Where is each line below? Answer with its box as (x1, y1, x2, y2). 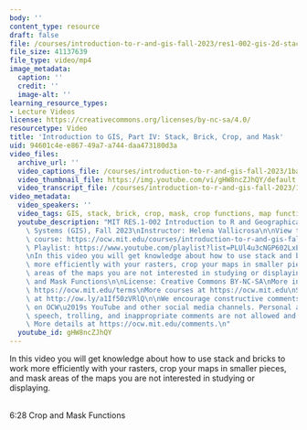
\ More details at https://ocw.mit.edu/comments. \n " (26, 319, 231, 329)
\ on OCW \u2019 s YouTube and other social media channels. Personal (26, 303, 292, 312)
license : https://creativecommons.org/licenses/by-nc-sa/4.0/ (9, 115, 251, 124)
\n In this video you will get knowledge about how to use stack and (26, 252, 292, 261)
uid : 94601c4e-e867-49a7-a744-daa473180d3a (9, 141, 178, 150)
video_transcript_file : (17, 184, 108, 193)
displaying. (9, 382, 51, 393)
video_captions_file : (17, 167, 101, 176)
